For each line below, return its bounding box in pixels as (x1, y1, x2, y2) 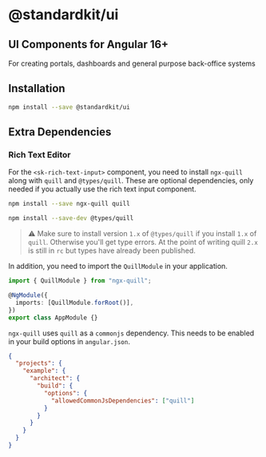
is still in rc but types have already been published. (27, 246, 196, 255)
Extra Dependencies (8, 126, 112, 139)
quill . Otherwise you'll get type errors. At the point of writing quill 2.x (27, 238, 258, 247)
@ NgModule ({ (8, 291, 48, 299)
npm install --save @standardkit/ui (8, 102, 130, 111)
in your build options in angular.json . (8, 336, 130, 346)
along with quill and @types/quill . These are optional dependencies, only (8, 176, 254, 186)
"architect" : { (29, 375, 81, 383)
